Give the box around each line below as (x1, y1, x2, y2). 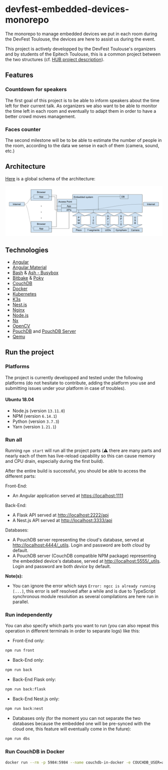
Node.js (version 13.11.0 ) (12, 407, 65, 414)
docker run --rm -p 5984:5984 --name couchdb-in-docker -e (5, 760, 131, 765)
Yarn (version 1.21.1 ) (12, 423, 56, 429)
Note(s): (5, 573, 23, 579)
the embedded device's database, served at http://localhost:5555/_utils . (12, 558, 161, 564)
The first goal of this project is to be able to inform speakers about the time (5, 97, 160, 103)
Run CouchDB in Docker (5, 748, 65, 755)
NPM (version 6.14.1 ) (12, 413, 57, 419)
